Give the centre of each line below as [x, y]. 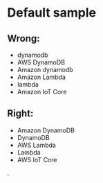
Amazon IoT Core [42, 92]
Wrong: [24, 38]
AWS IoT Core [37, 159]
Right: [20, 113]
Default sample [52, 13]
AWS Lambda [37, 145]
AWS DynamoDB [41, 62]
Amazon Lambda [41, 77]
